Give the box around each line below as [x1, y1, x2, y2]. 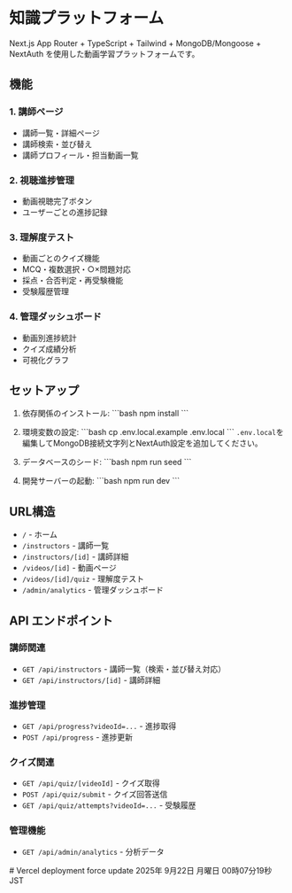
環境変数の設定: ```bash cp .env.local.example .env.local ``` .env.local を [21, 427, 285, 438]
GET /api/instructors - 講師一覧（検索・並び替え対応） [21, 664, 227, 674]
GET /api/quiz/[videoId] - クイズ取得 [21, 778, 161, 788]
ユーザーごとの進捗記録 [21, 206, 108, 217]
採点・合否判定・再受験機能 [21, 276, 124, 286]
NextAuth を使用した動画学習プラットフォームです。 [9, 48, 200, 58]
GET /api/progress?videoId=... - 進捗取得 [21, 721, 177, 732]
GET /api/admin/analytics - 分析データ [21, 846, 165, 857]
